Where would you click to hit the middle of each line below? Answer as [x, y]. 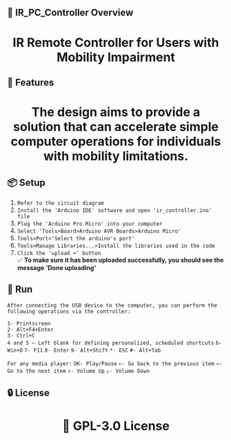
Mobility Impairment [116, 57]
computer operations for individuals [116, 142]
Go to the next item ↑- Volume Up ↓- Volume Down [79, 371]
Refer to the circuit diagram [61, 203]
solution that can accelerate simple [116, 127]
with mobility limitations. [116, 156]
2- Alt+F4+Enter [30, 329]
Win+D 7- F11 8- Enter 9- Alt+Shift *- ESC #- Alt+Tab [84, 350]
